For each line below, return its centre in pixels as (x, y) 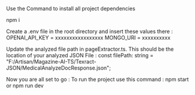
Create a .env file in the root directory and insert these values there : (89, 31)
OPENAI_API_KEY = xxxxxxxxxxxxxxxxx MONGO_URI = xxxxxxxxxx (88, 37)
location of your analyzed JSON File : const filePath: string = (80, 55)
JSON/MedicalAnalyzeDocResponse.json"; (59, 68)
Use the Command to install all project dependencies (71, 9)
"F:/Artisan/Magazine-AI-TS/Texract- (51, 62)
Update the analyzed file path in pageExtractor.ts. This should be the (90, 49)
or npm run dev (25, 86)
